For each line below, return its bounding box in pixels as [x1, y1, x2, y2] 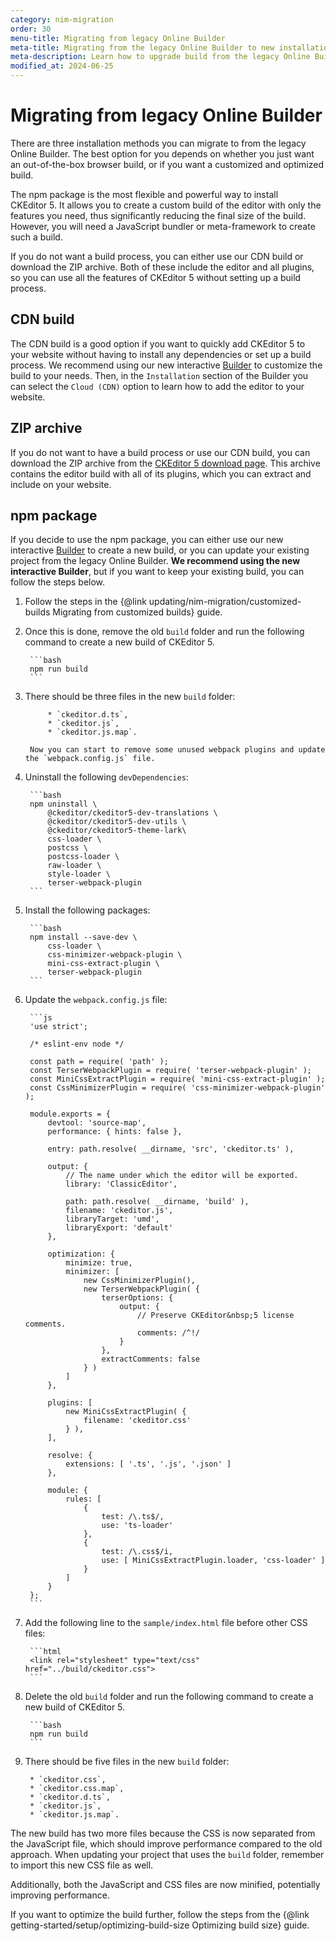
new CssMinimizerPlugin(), [83, 1276, 196, 1286]
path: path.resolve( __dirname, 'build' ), [65, 1197, 250, 1207]
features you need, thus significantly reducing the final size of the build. [10, 209, 307, 221]
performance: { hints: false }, [47, 1127, 183, 1137]
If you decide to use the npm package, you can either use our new [10, 534, 284, 546]
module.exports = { [29, 1109, 111, 1120]
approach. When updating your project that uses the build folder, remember [10, 1849, 325, 1861]
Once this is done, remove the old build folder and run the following [24, 626, 305, 638]
